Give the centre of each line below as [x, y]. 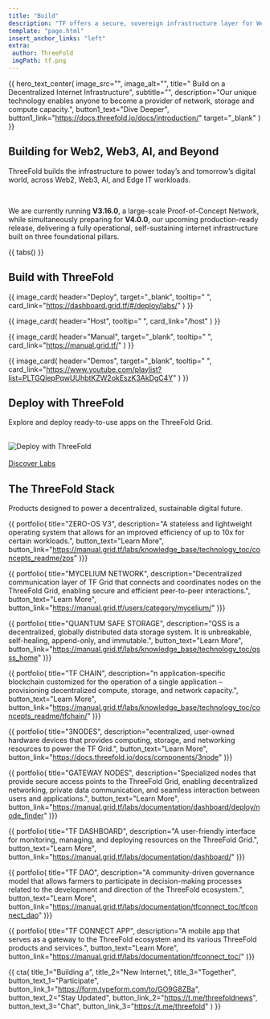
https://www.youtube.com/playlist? [104, 369]
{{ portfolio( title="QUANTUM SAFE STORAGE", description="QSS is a [124, 624]
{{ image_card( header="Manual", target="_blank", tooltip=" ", [110, 336]
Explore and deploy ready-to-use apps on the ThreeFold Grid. [110, 423]
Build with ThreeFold [61, 277]
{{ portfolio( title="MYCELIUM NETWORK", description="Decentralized [125, 574]
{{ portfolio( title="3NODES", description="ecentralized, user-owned [121, 732]
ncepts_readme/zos [41, 558]
